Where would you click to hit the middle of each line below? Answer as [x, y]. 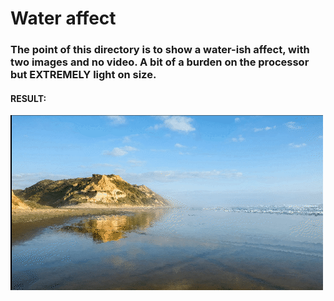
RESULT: [28, 98]
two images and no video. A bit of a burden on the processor [160, 62]
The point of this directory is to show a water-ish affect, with [160, 50]
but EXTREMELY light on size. [83, 75]
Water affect [63, 18]
